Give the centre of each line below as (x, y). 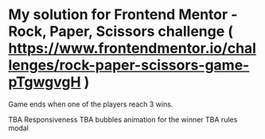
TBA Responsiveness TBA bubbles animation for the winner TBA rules (123, 119)
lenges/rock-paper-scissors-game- (129, 66)
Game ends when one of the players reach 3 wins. (91, 104)
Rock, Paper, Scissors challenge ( (121, 31)
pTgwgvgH (45, 82)
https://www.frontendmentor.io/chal (132, 48)
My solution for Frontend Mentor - (123, 15)
